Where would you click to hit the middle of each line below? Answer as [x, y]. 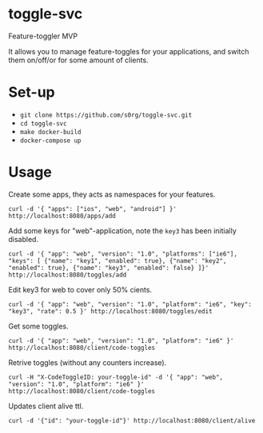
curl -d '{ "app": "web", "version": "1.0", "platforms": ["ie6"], [123, 254]
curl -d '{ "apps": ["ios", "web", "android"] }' [93, 209]
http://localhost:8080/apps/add [62, 216]
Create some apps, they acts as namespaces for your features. [112, 194]
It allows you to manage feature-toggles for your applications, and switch [129, 51]
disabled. [23, 239]
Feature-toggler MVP [43, 36]
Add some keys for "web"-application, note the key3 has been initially [123, 230]
